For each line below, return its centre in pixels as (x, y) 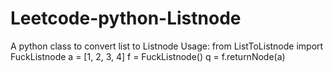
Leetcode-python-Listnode (126, 18)
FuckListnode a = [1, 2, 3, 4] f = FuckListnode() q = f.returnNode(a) (148, 56)
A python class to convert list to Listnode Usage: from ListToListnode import (167, 46)
